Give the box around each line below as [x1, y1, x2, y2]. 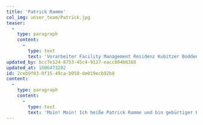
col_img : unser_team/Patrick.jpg [6, 14, 91, 20]
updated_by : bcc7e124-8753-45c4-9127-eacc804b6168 [6, 59, 137, 65]
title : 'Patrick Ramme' [6, 8, 66, 15]
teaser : [6, 20, 26, 26]
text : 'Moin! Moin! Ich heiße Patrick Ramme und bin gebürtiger [28, 109, 193, 115]
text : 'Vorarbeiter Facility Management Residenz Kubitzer [28, 53, 180, 59]
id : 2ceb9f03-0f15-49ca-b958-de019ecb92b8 [6, 70, 115, 76]
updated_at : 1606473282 [6, 64, 66, 71]
